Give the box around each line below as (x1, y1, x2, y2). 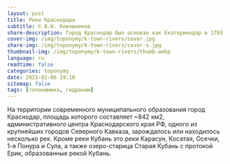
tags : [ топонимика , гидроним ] (7, 86, 94, 93)
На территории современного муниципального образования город (7, 106, 205, 114)
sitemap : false (7, 80, 51, 87)
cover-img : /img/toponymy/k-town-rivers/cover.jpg (7, 36, 156, 43)
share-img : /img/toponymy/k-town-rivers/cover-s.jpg (7, 42, 162, 49)
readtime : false (7, 61, 54, 68)
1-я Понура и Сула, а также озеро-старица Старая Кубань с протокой (7, 142, 213, 150)
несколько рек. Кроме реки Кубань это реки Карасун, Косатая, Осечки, (7, 134, 220, 143)
